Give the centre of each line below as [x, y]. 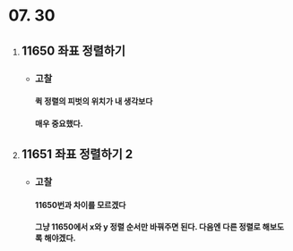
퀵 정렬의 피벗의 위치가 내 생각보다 [94, 101]
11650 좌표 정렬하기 [73, 50]
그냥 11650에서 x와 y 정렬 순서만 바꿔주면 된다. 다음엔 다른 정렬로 [147, 227]
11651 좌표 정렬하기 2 [77, 154]
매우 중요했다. [59, 123]
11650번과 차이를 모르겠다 [80, 205]
